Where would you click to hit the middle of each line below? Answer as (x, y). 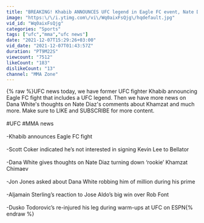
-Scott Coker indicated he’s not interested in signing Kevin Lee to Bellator (98, 149)
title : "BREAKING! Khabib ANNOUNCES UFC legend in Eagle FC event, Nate (100, 12)
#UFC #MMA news (30, 124)
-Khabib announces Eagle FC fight (49, 137)
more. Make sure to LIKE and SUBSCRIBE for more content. (80, 111)
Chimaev (17, 169)
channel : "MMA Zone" (32, 74)
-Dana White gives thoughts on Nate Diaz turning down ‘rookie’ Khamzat (97, 162)
